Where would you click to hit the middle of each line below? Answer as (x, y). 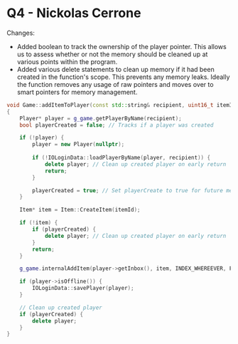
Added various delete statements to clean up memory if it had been (115, 69)
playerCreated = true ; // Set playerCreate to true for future (128, 190)
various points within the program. (67, 61)
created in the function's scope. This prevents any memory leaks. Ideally (123, 77)
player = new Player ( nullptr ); (79, 145)
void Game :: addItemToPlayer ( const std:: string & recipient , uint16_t (110, 105)
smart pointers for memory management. (77, 92)
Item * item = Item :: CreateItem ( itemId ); (80, 210)
